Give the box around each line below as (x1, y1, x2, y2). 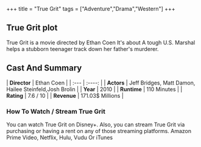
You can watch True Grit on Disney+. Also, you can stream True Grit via (6, 121, 185, 128)
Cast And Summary (6, 63, 82, 73)
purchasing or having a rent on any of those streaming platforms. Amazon (6, 127, 192, 134)
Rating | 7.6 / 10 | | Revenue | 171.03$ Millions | (6, 92, 124, 99)
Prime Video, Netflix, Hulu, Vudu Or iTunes (6, 134, 113, 141)
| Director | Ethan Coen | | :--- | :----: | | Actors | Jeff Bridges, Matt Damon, (6, 79, 196, 86)
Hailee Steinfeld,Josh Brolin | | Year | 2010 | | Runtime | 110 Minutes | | (6, 85, 183, 93)
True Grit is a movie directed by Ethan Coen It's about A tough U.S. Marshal (6, 39, 196, 46)
